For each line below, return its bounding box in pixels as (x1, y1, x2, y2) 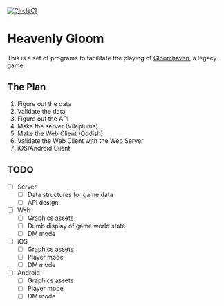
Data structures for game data (27, 190, 114, 198)
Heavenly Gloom (7, 31, 104, 46)
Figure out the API (17, 114, 69, 123)
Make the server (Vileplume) (17, 121, 99, 130)
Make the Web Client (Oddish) (17, 129, 104, 137)
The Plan (7, 81, 46, 93)
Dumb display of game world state (27, 221, 126, 230)
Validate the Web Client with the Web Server (17, 136, 144, 145)
